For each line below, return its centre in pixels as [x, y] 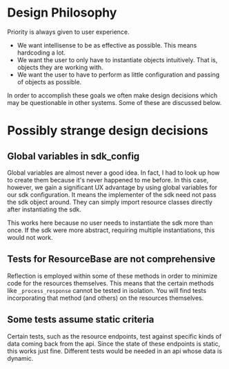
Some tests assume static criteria [81, 320]
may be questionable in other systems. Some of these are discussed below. [114, 102]
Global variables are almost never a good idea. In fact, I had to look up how [113, 172]
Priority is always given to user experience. [68, 32]
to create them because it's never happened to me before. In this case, [108, 180]
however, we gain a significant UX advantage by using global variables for [112, 187]
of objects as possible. [49, 82]
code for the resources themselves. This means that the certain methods [111, 283]
